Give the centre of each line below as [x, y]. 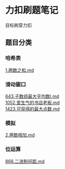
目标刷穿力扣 [18, 25]
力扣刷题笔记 [32, 10]
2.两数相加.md [20, 135]
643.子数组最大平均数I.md [32, 96]
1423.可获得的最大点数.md [32, 109]
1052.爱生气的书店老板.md [32, 102]
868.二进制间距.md [25, 161]
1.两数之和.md [20, 70]
